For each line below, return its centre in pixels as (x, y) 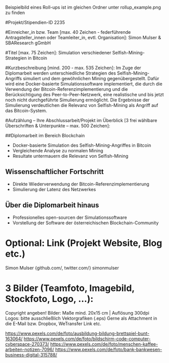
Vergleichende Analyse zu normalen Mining (58, 150)
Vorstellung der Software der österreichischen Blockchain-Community (86, 223)
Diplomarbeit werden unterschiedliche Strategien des (61, 73)
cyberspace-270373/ (27, 344)
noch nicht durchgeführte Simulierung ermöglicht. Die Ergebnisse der (77, 100)
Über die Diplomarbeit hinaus (52, 205)
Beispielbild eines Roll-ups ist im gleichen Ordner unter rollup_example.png (83, 7)
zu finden (15, 13)
